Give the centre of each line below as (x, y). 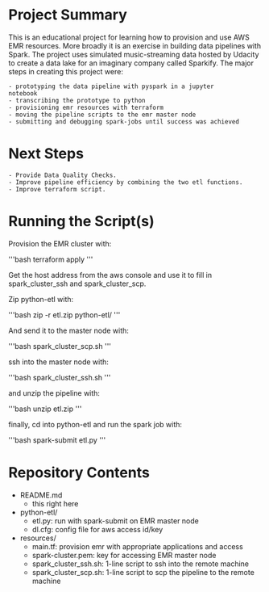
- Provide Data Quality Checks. (62, 175)
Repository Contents (79, 472)
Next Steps (46, 154)
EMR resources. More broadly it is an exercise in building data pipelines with (135, 45)
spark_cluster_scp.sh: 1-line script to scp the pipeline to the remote (143, 572)
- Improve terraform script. (57, 189)
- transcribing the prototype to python (77, 100)
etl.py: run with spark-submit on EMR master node (115, 521)
